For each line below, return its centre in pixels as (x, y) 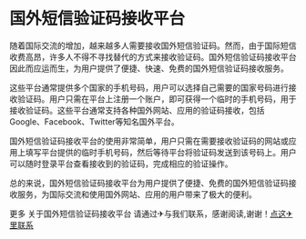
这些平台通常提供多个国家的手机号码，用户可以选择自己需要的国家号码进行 (149, 87)
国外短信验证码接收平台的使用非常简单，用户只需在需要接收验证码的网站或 (149, 141)
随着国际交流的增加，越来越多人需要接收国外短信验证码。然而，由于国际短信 (153, 45)
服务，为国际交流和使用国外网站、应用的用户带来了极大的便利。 (137, 194)
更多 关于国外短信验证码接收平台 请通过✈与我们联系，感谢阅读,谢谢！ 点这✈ (151, 214)
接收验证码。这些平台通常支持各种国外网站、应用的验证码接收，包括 (137, 110)
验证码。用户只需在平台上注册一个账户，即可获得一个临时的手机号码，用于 (157, 99)
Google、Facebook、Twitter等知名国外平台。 (94, 121)
